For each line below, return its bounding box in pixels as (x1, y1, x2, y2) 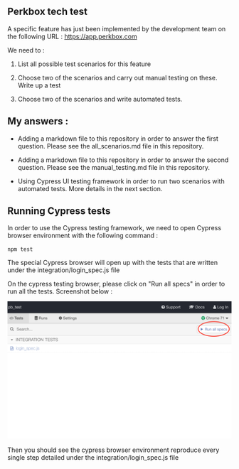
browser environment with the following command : (7, 231, 159, 240)
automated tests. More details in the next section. (17, 184, 163, 193)
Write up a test (17, 81, 61, 90)
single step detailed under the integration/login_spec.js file (7, 453, 179, 461)
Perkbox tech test (7, 6, 87, 18)
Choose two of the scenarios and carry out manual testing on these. (17, 73, 218, 82)
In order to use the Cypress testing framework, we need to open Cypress (7, 224, 222, 232)
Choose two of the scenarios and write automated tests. (17, 95, 183, 103)
